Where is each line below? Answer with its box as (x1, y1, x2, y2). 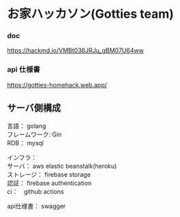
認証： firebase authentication (7, 179, 92, 187)
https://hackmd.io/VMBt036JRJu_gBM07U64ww (7, 46, 145, 55)
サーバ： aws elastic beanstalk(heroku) (7, 162, 117, 170)
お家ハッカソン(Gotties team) (7, 6, 174, 22)
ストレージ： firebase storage (7, 170, 91, 178)
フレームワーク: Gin (7, 130, 62, 139)
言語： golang (7, 121, 46, 130)
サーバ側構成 (7, 102, 61, 114)
